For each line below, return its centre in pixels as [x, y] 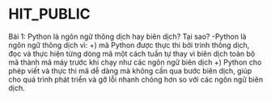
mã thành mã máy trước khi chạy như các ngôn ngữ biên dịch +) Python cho [135, 62]
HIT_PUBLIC [49, 14]
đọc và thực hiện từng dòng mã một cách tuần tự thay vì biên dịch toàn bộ [132, 53]
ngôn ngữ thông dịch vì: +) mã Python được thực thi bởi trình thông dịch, [129, 44]
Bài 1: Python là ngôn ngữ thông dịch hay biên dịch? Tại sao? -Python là [127, 36]
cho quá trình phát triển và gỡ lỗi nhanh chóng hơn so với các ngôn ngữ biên [136, 79]
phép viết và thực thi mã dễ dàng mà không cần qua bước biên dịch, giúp [130, 70]
